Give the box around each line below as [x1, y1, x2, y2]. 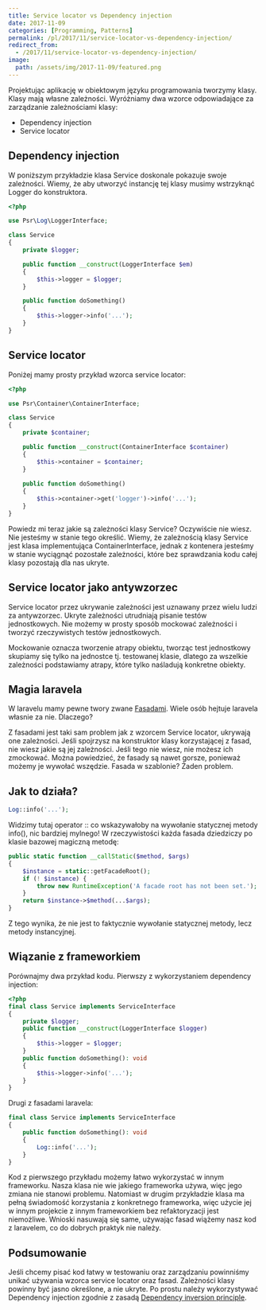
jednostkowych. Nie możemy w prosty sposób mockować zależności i [8, 618, 237, 629]
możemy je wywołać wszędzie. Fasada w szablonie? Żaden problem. [8, 762, 234, 771]
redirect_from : [8, 41, 59, 49]
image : [8, 57, 30, 64]
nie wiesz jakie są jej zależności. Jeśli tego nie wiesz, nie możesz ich [8, 745, 233, 754]
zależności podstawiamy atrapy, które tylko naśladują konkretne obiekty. [8, 660, 246, 669]
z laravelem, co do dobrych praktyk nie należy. [8, 1223, 161, 1233]
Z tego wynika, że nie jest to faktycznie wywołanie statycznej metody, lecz [8, 918, 253, 928]
